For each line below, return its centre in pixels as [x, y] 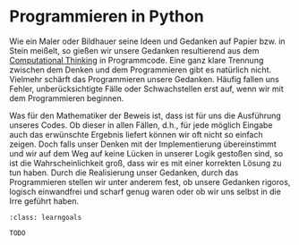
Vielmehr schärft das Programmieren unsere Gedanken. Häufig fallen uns [144, 79]
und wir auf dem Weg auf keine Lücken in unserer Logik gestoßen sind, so [146, 153]
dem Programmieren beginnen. [67, 98]
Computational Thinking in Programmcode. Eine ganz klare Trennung [137, 60]
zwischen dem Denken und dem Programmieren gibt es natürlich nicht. [140, 70]
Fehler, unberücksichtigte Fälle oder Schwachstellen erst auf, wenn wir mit [146, 89]
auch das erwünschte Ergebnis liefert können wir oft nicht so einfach [136, 134]
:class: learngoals [46, 217]
